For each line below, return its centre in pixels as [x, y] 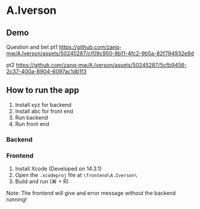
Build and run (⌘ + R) [42, 181]
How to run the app [43, 90]
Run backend [31, 117]
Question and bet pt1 [32, 47]
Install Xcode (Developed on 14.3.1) [58, 169]
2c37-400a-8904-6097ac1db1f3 [46, 71]
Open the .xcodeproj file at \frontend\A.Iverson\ [76, 175]
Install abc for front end [44, 111]
